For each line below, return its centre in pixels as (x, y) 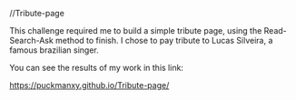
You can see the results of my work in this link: (97, 68)
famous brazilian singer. (54, 50)
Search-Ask (32, 40)
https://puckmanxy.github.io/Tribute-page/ (89, 85)
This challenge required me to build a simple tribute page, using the (136, 30)
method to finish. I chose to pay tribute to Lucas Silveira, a (164, 40)
